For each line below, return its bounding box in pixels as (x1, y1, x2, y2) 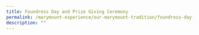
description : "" (6, 20, 46, 26)
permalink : (6, 14, 33, 20)
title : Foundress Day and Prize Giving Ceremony (6, 8, 129, 15)
